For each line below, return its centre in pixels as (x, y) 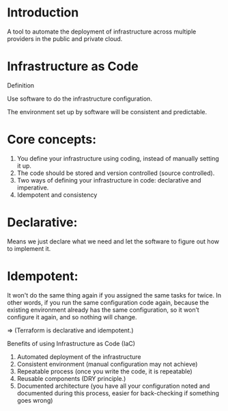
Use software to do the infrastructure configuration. (80, 98)
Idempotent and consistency (57, 195)
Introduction (43, 13)
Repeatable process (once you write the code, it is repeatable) (104, 371)
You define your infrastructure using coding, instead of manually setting (118, 158)
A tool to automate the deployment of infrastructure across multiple (102, 31)
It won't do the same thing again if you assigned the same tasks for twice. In (114, 295)
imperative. (33, 187)
